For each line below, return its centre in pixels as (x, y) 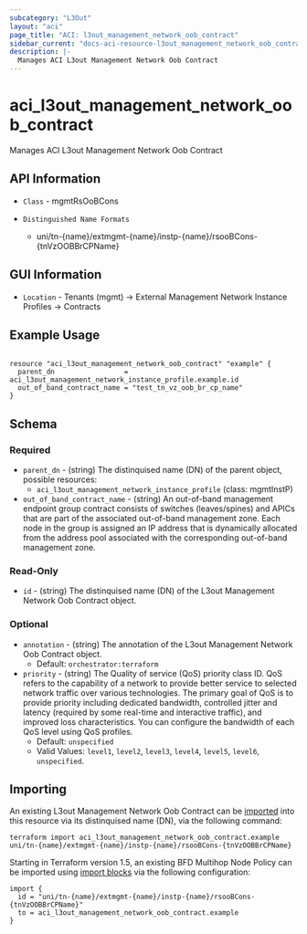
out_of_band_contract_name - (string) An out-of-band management (148, 499)
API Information (55, 179)
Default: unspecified (75, 741)
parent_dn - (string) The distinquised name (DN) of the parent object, (153, 470)
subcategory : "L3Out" (51, 18)
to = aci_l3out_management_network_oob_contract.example (128, 913)
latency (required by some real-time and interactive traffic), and (142, 712)
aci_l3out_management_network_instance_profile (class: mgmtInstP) (165, 489)
